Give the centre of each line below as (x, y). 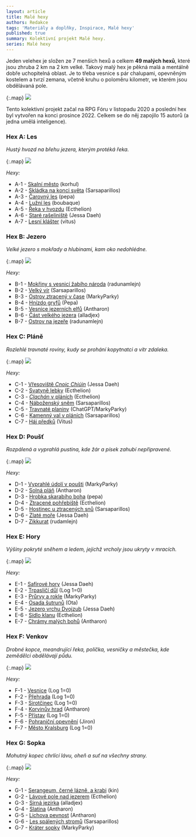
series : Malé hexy (28, 44)
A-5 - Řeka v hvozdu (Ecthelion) (53, 209)
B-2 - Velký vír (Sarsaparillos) (50, 290)
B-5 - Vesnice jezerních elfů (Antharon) (62, 309)
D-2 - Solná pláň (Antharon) (48, 490)
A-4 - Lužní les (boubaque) (47, 203)
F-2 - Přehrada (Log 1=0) (44, 697)
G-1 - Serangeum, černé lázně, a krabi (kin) (66, 790)
